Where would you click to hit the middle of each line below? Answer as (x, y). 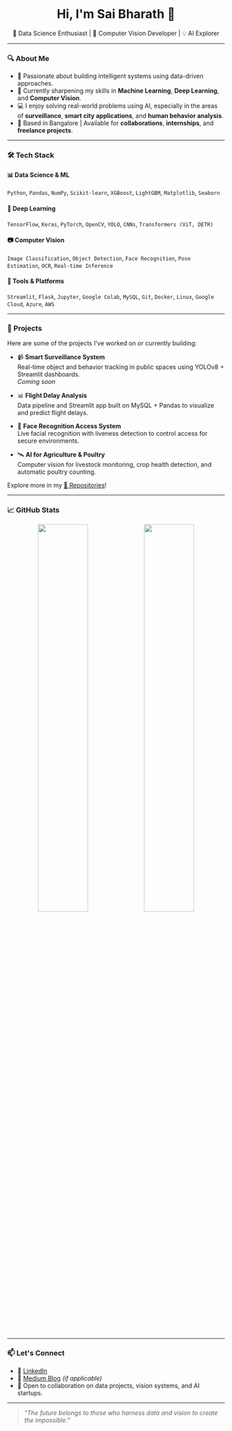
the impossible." (47, 1420)
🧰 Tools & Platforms (36, 281)
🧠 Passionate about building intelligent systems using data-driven (110, 76)
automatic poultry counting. (57, 472)
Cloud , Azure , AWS (31, 304)
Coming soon (36, 382)
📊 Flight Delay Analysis (52, 396)
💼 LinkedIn (32, 1371)
